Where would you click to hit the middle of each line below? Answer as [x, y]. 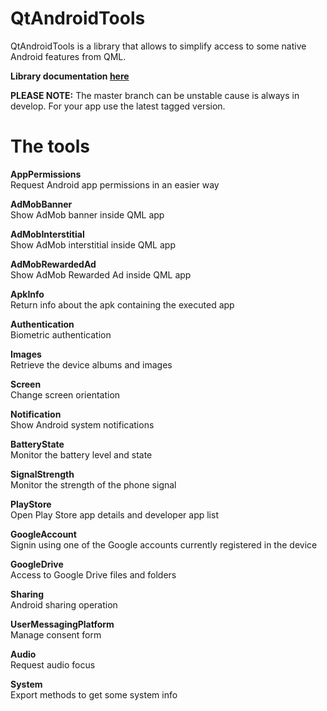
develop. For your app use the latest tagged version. [118, 106]
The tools [50, 146]
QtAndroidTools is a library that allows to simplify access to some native [158, 46]
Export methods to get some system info [94, 694]
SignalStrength [42, 474]
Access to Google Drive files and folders [93, 574]
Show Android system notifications [82, 424]
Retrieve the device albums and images [91, 364]
